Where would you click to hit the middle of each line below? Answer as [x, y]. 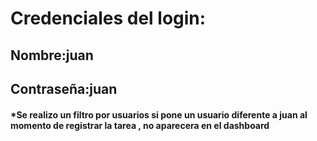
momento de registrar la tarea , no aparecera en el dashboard [140, 125]
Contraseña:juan [64, 88]
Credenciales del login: [108, 18]
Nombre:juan [52, 55]
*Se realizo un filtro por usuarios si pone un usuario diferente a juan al [159, 114]
